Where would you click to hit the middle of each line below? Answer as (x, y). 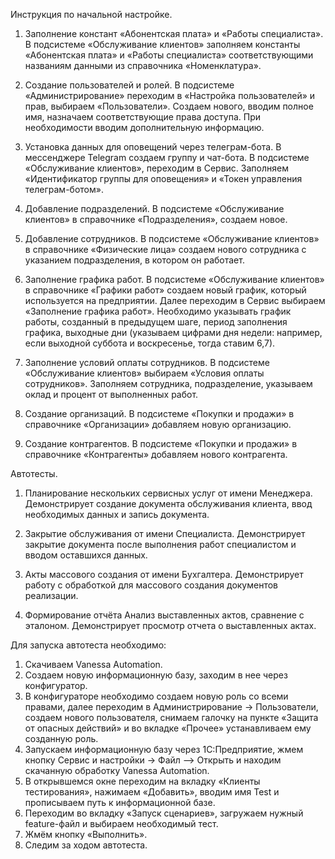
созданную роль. (61, 738)
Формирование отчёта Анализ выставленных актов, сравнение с (164, 615)
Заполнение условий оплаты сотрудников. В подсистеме (147, 362)
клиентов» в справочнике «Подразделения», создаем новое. (156, 219)
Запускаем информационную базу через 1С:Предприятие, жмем (164, 749)
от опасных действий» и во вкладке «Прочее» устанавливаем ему (168, 728)
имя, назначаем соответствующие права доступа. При (143, 117)
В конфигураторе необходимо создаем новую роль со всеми (156, 696)
